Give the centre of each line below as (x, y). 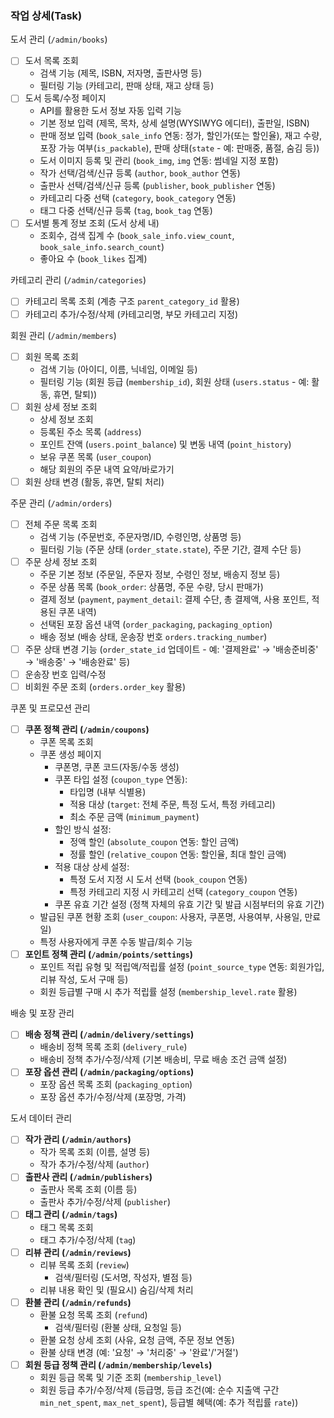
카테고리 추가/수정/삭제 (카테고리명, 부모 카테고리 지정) (131, 314)
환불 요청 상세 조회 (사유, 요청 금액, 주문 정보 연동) (137, 1339)
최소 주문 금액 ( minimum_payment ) (134, 817)
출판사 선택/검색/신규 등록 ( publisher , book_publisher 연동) (157, 186)
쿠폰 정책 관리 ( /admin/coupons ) (87, 729)
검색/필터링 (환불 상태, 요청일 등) (118, 1327)
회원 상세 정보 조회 (61, 406)
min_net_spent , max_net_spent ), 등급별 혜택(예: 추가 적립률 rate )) (169, 1402)
